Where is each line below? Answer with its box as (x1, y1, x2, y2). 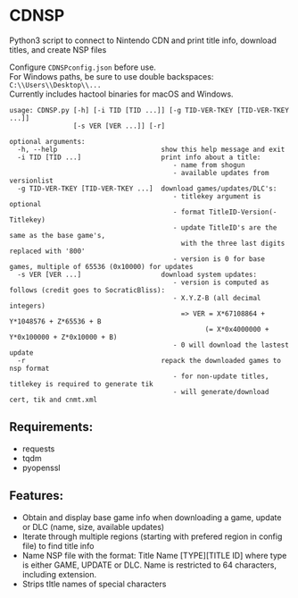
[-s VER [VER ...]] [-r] (72, 122, 166, 131)
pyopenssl (21, 462, 61, 473)
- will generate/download (172, 387, 269, 396)
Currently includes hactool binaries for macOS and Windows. (9, 88, 234, 99)
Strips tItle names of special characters (21, 578, 167, 589)
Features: (9, 488, 64, 503)
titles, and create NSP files (9, 44, 107, 55)
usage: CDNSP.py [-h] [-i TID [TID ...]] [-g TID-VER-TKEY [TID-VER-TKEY (9, 105, 290, 114)
